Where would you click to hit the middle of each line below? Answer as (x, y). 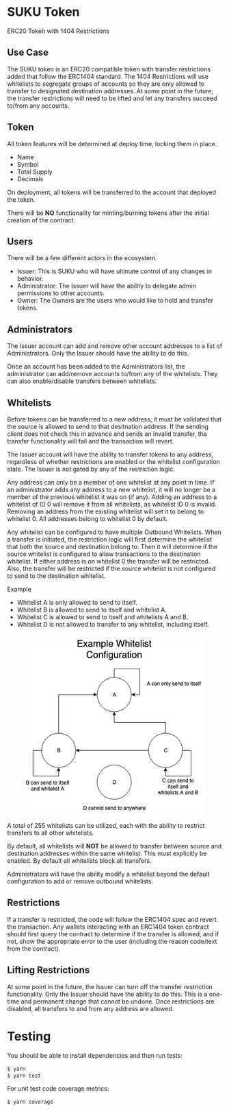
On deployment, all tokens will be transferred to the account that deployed (112, 192)
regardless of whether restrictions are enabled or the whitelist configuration (113, 462)
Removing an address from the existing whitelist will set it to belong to (106, 511)
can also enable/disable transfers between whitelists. (82, 381)
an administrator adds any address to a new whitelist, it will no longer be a (111, 489)
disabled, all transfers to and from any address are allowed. (91, 1008)
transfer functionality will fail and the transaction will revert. (91, 441)
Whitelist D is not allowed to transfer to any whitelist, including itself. (113, 624)
